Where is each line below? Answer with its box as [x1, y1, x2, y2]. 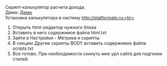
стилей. [12, 56, 29, 62]
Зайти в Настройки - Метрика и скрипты [12, 35, 100, 41]
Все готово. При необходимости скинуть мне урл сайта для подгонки [12, 51, 162, 57]
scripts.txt [12, 46, 33, 51]
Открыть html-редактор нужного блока [12, 24, 96, 30]
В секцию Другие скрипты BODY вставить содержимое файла [12, 40, 146, 46]
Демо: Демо [5, 9, 32, 15]
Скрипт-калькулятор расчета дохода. [5, 4, 86, 10]
